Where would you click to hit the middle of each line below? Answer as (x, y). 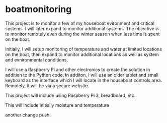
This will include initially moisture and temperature (57, 105)
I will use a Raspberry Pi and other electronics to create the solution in (78, 70)
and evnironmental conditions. (36, 59)
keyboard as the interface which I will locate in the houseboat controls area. (84, 80)
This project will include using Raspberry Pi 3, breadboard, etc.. (71, 95)
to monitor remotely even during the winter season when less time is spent (82, 34)
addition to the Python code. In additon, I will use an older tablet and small (82, 75)
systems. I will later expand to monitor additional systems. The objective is (82, 28)
